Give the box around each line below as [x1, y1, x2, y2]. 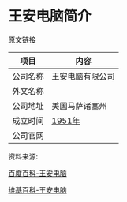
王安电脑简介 [8, 7, 92, 25]
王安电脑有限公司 [51, 70, 116, 81]
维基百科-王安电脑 [8, 185, 67, 194]
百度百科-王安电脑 [8, 168, 67, 178]
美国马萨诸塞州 [51, 100, 108, 111]
